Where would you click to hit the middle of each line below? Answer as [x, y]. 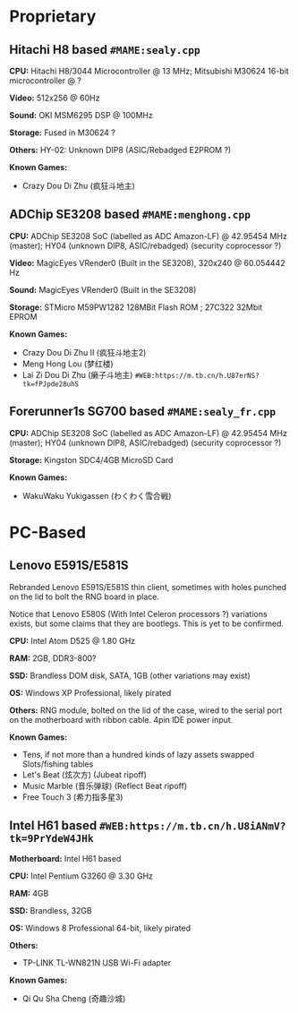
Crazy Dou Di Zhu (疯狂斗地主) [79, 186]
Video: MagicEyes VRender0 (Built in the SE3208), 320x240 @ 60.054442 [147, 262]
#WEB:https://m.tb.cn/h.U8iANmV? [193, 826]
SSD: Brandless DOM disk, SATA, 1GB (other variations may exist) [130, 675]
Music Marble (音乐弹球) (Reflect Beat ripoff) [105, 786]
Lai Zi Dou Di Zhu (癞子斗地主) [77, 374]
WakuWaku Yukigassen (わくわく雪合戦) [97, 495]
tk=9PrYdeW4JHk [51, 839]
